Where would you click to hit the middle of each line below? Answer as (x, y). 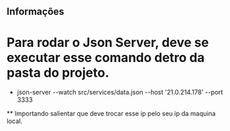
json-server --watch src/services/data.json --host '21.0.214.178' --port (120, 93)
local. (15, 121)
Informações (35, 12)
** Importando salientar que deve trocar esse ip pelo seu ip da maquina (111, 114)
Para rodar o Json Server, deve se (108, 42)
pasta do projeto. (58, 72)
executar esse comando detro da (106, 57)
